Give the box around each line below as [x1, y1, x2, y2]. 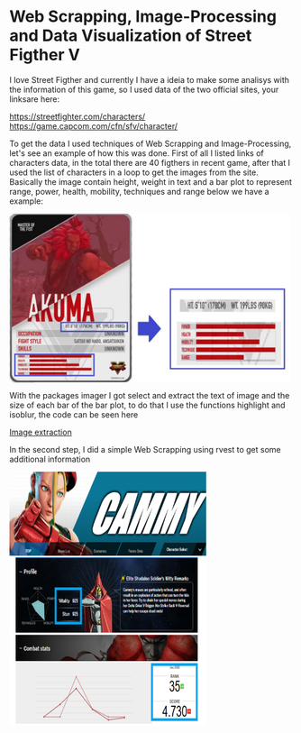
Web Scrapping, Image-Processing [9, 6, 278, 27]
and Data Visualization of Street [9, 25, 252, 46]
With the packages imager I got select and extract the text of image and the [9, 389, 290, 400]
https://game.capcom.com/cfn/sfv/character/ [9, 120, 178, 132]
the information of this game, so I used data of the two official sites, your [9, 84, 279, 95]
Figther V [9, 45, 81, 65]
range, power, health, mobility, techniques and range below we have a [9, 186, 269, 197]
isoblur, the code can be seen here [9, 408, 139, 420]
